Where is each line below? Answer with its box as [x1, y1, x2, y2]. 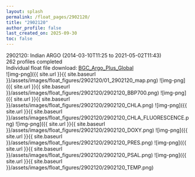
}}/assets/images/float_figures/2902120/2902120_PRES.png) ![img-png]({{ [6, 139, 187, 146]
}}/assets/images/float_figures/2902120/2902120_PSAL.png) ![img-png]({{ [6, 152, 187, 158]
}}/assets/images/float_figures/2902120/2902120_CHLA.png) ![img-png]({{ [6, 102, 187, 108]
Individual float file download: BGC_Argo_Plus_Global [6, 64, 134, 71]
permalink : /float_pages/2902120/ [6, 14, 91, 20]
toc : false [6, 36, 33, 42]
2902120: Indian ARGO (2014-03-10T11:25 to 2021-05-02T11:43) [6, 52, 162, 59]
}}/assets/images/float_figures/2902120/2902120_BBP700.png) [6, 89, 159, 96]
